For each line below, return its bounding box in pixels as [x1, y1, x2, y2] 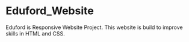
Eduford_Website [5, 4, 94, 18]
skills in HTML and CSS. [5, 30, 65, 37]
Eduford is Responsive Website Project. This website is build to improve [5, 24, 183, 31]
